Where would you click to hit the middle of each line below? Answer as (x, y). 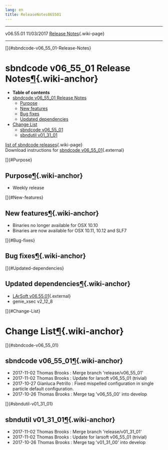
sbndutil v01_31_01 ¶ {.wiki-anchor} (60, 420)
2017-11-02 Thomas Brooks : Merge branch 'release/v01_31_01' (77, 432)
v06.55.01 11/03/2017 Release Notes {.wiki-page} (55, 34)
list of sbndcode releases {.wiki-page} (44, 145)
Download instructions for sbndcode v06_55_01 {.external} (65, 150)
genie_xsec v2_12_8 (32, 301)
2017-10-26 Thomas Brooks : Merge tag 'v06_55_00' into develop (80, 394)
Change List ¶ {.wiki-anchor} (64, 331)
